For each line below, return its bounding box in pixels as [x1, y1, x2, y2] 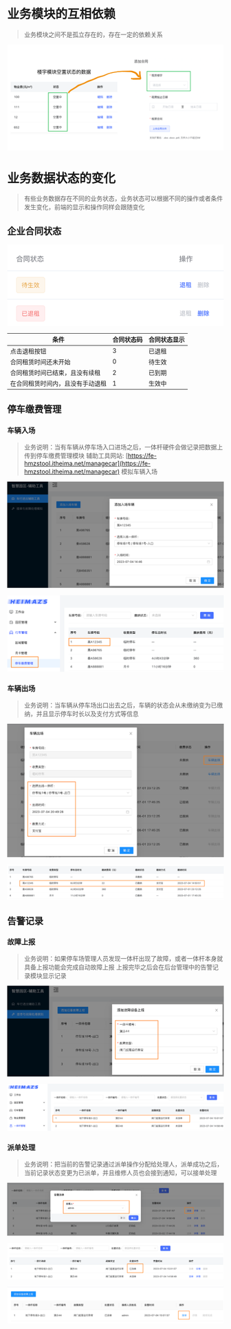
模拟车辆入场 [121, 467, 158, 476]
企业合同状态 [7, 225, 62, 237]
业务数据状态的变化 [7, 170, 116, 186]
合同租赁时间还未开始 [10, 357, 71, 365]
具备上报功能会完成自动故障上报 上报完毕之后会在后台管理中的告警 [23, 963, 213, 971]
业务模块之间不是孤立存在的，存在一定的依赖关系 [23, 30, 163, 39]
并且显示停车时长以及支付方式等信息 [36, 710, 139, 718]
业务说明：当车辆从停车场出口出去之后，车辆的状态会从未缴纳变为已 [23, 701, 217, 709]
